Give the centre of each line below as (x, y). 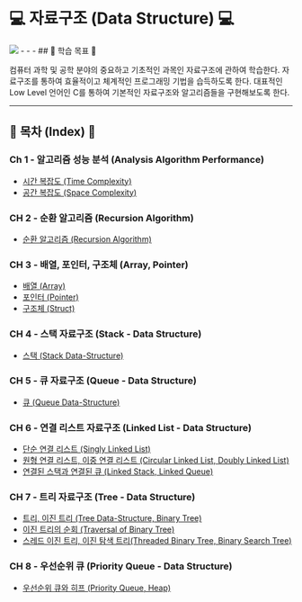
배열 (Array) (44, 286)
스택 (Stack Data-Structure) (73, 355)
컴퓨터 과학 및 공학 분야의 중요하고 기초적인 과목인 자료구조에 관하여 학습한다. (145, 69)
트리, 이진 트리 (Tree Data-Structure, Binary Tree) (112, 518)
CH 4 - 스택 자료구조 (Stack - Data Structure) (106, 334)
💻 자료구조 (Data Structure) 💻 (122, 18)
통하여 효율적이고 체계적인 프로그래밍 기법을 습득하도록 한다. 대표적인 (161, 81)
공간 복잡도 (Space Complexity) (80, 192)
